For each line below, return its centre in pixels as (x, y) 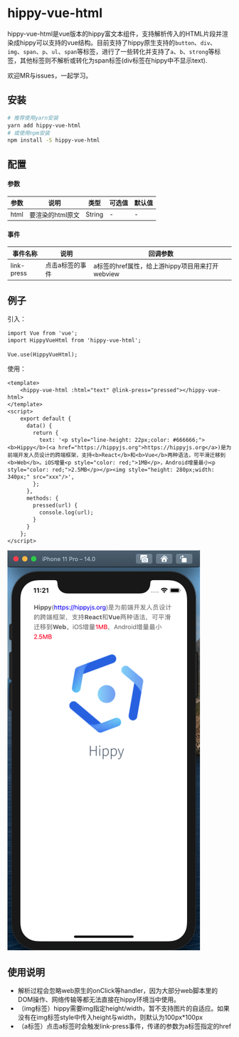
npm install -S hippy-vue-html (54, 140)
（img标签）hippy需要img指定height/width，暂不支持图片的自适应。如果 (123, 1009)
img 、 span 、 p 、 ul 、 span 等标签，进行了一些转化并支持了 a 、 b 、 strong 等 (111, 51)
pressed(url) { (55, 506)
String (95, 214)
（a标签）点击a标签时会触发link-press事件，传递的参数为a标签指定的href (124, 1026)
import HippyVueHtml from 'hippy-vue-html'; (74, 341)
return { (46, 433)
